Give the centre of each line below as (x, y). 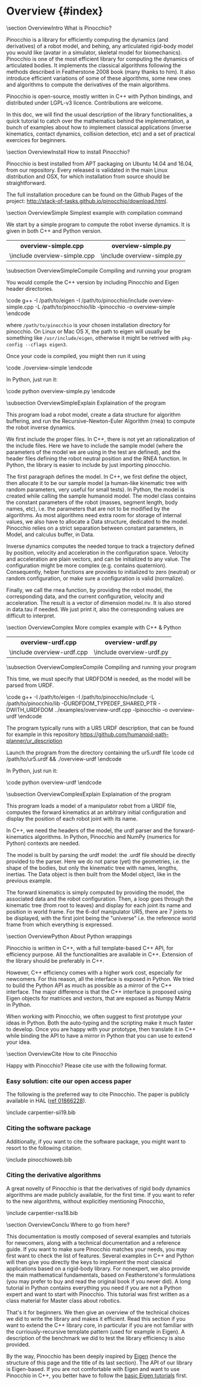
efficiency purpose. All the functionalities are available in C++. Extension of (99, 954)
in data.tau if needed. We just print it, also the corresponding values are (95, 609)
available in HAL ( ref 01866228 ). (46, 1101)
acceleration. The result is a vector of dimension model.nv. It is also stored (99, 602)
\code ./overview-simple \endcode (49, 368)
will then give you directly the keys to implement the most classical (89, 1262)
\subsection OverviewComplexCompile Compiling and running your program (101, 667)
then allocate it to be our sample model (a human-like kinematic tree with (97, 483)
